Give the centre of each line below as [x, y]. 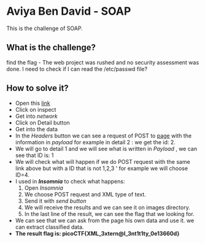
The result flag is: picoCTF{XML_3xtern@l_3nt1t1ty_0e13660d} [97, 233]
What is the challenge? [51, 48]
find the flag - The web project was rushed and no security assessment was [103, 62]
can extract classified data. [49, 227]
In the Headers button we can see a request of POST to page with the [103, 136]
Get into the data [37, 129]
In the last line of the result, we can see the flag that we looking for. [109, 214]
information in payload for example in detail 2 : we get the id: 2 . [95, 142]
